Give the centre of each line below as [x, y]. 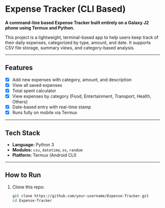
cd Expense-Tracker [32, 200]
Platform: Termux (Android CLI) [44, 155]
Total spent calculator [34, 91]
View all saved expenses [37, 85]
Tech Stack [23, 133]
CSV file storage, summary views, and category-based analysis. [70, 48]
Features [19, 68]
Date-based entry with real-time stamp [52, 107]
